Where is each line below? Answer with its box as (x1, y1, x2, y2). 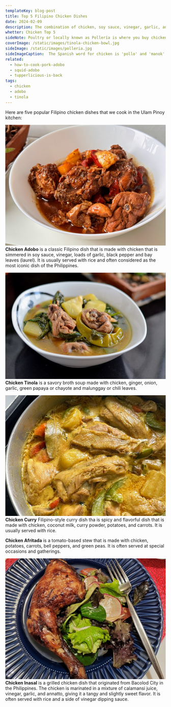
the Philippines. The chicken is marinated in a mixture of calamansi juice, (5, 685, 158, 692)
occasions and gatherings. (5, 548, 61, 554)
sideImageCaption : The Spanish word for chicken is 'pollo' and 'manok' (5, 51, 165, 56)
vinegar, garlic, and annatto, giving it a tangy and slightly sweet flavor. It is (5, 691, 161, 697)
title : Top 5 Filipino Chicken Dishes (5, 13, 88, 19)
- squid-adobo (10, 67, 40, 73)
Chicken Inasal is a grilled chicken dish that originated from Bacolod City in (5, 680, 164, 686)
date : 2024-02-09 (5, 19, 42, 24)
